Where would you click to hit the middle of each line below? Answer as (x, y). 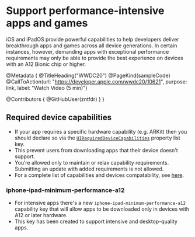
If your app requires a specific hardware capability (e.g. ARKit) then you (101, 131)
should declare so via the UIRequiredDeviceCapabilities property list (97, 138)
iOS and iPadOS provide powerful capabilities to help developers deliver (93, 39)
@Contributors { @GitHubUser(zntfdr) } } (55, 99)
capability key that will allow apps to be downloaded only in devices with (102, 209)
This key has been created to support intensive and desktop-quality (96, 222)
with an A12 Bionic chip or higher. (46, 64)
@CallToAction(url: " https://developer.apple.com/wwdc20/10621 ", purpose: (97, 81)
